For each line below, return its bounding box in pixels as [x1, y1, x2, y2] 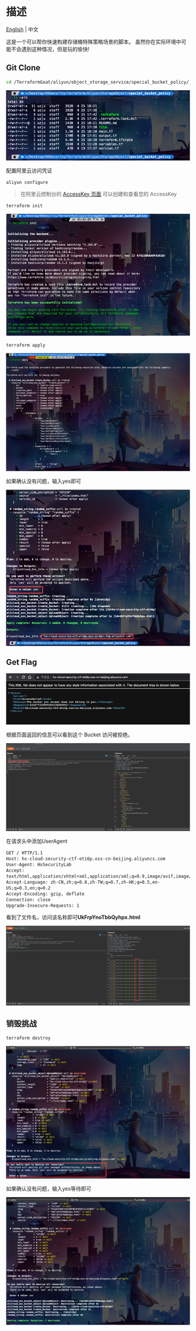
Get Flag [6, 657, 37, 667]
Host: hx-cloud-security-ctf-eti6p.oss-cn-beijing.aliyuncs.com [6, 856, 166, 862]
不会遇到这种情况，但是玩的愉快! [10, 45, 90, 53]
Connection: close [6, 897, 51, 903]
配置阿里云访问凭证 [6, 167, 52, 174]
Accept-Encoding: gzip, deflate [6, 891, 85, 897]
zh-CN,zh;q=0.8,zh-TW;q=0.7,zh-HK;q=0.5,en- [50, 879, 160, 885]
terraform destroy [6, 1035, 51, 1041]
